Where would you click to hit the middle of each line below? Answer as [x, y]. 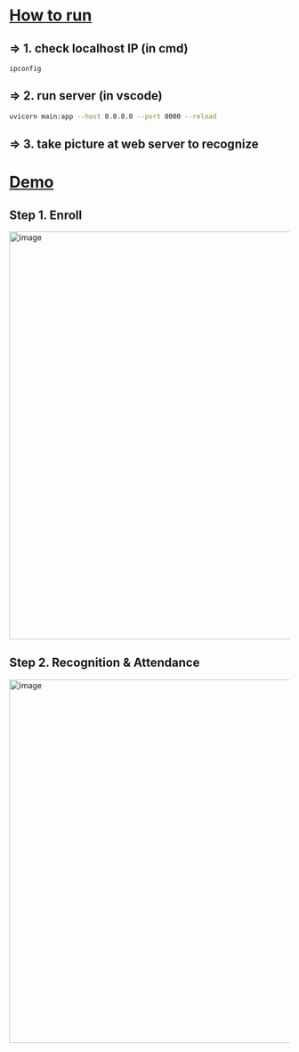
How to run [51, 16]
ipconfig [25, 68]
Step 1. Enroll [46, 215]
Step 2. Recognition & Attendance [105, 663]
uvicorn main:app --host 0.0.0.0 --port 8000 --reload [113, 116]
